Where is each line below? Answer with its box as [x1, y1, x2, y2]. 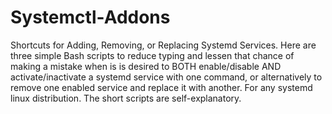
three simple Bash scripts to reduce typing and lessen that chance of [10, 49, 295, 61]
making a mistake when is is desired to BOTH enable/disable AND [10, 60, 282, 72]
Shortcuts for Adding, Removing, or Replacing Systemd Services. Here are [10, 39, 317, 51]
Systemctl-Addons [10, 6, 171, 29]
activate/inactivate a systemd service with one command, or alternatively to [10, 71, 323, 83]
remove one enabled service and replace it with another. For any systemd [10, 81, 313, 93]
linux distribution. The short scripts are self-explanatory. [10, 92, 242, 104]
